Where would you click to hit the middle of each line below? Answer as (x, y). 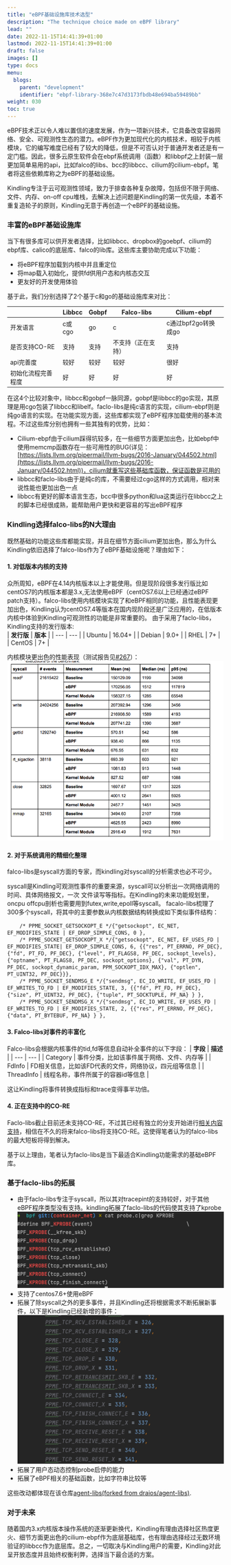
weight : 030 (24, 102)
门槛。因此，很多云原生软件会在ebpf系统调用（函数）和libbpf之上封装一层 (118, 156)
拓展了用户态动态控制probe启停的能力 (71, 1470)
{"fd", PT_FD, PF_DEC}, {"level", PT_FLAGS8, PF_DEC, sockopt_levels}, (112, 954)
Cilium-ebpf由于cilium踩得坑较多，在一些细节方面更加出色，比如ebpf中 (118, 438)
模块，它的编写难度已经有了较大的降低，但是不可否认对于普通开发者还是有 (112, 148)
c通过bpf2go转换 (190, 323)
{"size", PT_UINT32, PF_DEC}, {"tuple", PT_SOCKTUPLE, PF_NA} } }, (106, 995)
